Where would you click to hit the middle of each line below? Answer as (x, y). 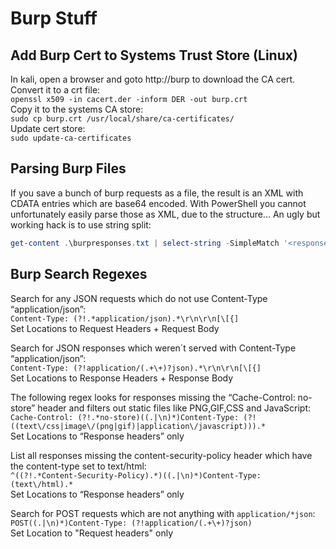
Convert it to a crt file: (55, 90)
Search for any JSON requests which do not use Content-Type (139, 298)
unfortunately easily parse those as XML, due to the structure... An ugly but (165, 214)
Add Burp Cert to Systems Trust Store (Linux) (154, 55)
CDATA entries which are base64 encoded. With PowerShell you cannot (158, 203)
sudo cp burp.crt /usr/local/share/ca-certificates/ (122, 119)
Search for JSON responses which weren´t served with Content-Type (153, 348)
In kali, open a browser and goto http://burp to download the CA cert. (153, 79)
